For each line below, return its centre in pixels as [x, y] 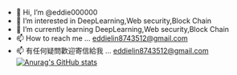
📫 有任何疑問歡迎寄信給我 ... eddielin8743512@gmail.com [112, 51]
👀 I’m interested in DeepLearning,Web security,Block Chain [114, 21]
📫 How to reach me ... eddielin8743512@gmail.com [102, 38]
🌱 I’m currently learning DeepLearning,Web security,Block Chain [123, 29]
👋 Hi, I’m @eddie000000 [57, 12]
